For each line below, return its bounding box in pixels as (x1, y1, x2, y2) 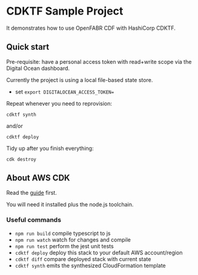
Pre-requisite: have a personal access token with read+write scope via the (6, 58, 192, 65)
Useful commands (6, 216, 62, 224)
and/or (6, 122, 23, 129)
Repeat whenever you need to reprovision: (6, 100, 112, 107)
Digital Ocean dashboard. (6, 64, 70, 72)
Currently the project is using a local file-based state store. (6, 76, 153, 83)
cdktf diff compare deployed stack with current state (15, 255, 151, 262)
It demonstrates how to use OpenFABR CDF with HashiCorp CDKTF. (6, 24, 176, 32)
